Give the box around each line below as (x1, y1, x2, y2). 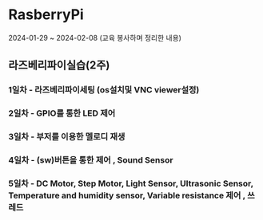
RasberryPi (8, 6, 84, 24)
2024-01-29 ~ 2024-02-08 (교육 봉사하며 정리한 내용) (8, 33, 182, 42)
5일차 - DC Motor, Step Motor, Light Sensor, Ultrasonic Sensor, (8, 178, 253, 189)
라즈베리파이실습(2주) (8, 58, 110, 73)
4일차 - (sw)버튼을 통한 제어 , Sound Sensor (8, 155, 173, 166)
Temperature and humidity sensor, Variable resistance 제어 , (8, 190, 246, 201)
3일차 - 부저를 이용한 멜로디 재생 (8, 132, 126, 143)
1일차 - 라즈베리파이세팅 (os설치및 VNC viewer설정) (8, 84, 200, 96)
